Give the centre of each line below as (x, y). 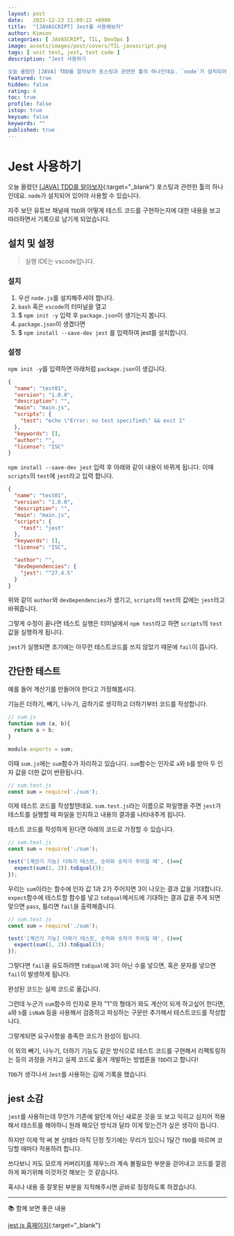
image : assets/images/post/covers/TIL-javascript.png (87, 46)
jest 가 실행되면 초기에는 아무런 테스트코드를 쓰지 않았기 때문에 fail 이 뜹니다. (113, 647)
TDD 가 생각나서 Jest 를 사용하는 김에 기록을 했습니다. (78, 1074)
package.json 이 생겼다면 (52, 324)
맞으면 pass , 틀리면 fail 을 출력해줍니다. (62, 906)
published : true (31, 130)
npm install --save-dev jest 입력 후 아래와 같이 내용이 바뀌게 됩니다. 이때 (111, 467)
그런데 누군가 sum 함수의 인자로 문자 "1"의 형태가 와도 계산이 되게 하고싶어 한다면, (116, 1004)
